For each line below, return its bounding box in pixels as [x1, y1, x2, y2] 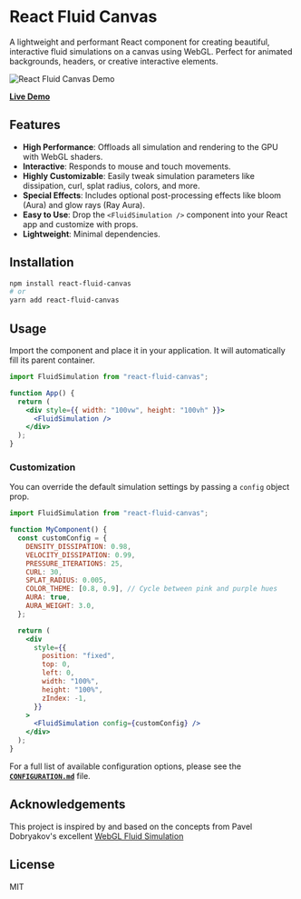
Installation [9, 255, 74, 270]
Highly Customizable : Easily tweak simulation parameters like [22, 170, 256, 181]
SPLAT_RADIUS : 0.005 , [25, 575, 107, 585]
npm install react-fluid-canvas [9, 279, 131, 288]
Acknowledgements [9, 797, 126, 813]
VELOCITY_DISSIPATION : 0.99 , [25, 550, 136, 560]
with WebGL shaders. [22, 151, 103, 162]
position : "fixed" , [42, 652, 116, 661]
